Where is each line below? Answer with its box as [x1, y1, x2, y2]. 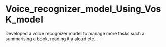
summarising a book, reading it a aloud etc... [5, 36, 98, 42]
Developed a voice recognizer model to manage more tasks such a [5, 30, 145, 36]
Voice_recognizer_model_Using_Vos [5, 3, 161, 15]
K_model [5, 14, 44, 25]
